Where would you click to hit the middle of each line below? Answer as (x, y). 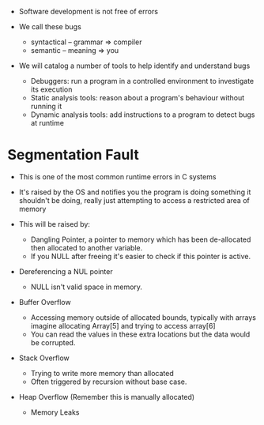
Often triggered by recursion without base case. (109, 382)
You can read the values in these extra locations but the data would (140, 334)
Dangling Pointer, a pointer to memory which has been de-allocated (141, 239)
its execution (51, 89)
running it (46, 106)
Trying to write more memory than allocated (102, 373)
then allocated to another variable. (87, 247)
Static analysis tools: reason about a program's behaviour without (138, 98)
